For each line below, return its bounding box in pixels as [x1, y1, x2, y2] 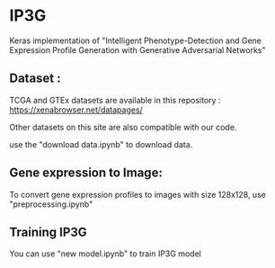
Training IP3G [9, 224, 87, 239]
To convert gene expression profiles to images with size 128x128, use [9, 189, 267, 200]
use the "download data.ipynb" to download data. [9, 138, 193, 149]
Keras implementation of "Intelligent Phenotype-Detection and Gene [9, 35, 262, 46]
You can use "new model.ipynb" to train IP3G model [9, 248, 202, 259]
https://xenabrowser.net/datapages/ [9, 104, 144, 115]
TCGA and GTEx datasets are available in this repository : [9, 94, 221, 105]
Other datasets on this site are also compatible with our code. [9, 121, 237, 132]
